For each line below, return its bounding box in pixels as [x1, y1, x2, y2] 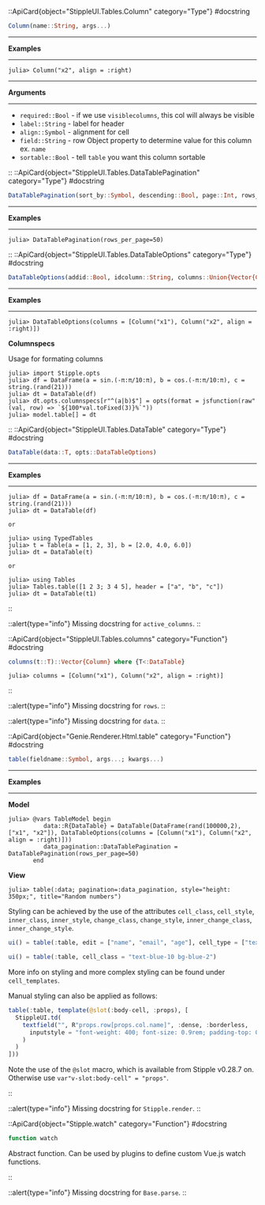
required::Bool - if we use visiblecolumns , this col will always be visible [19, 110, 255, 119]
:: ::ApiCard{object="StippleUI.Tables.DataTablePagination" [8, 168, 200, 177]
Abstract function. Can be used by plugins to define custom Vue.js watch [8, 1149, 246, 1158]
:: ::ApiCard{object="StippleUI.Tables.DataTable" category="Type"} [8, 425, 226, 434]
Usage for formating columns [8, 353, 104, 363]
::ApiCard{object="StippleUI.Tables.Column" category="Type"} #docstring [8, 7, 251, 16]
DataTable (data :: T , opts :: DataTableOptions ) [8, 448, 157, 456]
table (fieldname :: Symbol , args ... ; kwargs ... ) [8, 755, 164, 764]
